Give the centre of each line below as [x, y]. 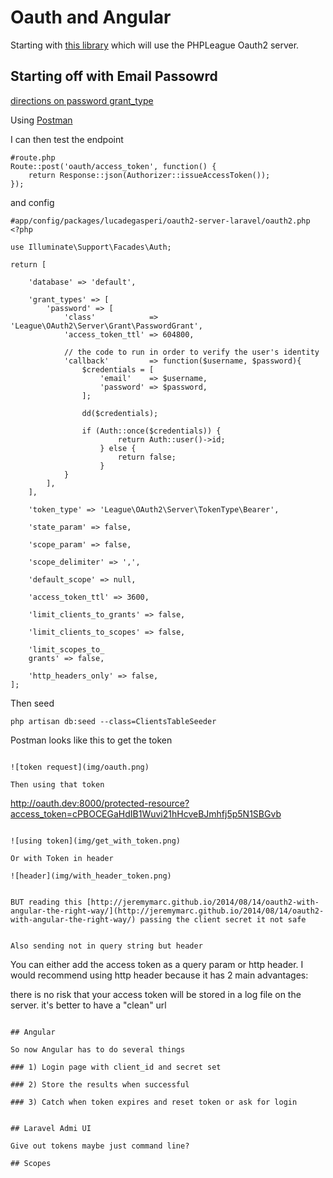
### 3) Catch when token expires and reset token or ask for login [154, 1102]
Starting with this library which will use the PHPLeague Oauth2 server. [155, 45]
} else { [118, 448]
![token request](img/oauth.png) [80, 767]
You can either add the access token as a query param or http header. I [157, 964]
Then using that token [57, 784]
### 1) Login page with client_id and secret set [116, 1067]
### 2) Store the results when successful [100, 1084]
